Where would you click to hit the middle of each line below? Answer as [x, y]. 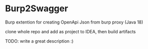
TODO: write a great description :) [39, 41]
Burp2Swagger [37, 9]
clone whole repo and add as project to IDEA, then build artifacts [71, 31]
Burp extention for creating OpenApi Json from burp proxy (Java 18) [74, 22]
